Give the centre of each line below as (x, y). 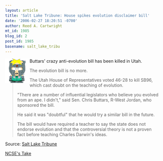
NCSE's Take (18, 153)
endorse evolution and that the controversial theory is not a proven (84, 129)
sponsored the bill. (36, 105)
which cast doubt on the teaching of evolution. (76, 85)
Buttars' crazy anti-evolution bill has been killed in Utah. (86, 61)
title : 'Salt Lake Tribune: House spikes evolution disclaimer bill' (78, 15)
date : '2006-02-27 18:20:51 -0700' (41, 21)
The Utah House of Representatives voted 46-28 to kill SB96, (91, 80)
